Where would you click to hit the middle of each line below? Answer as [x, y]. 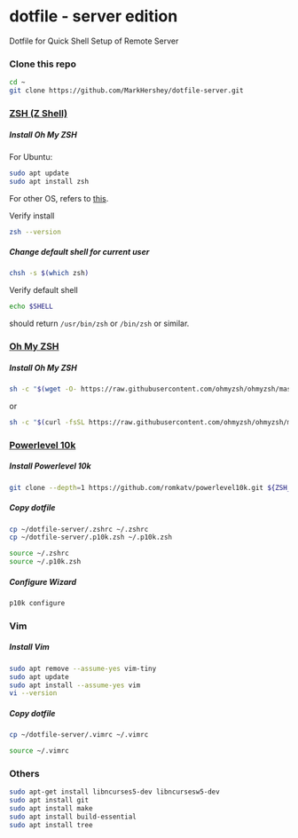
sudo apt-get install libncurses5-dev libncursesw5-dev [114, 792]
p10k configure [37, 604]
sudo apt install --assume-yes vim [75, 685]
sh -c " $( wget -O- [43, 389]
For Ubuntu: [31, 156]
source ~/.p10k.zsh [45, 562]
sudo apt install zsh [49, 181]
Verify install [32, 216]
